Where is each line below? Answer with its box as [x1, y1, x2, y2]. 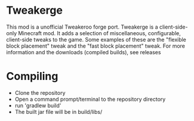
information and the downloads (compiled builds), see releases [6, 48, 161, 55]
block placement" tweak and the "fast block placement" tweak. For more [6, 42, 185, 49]
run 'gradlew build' [14, 102, 61, 109]
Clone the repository [14, 89, 66, 96]
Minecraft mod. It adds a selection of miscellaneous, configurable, [17, 29, 181, 36]
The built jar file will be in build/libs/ [14, 108, 103, 115]
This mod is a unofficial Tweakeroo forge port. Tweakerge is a [6, 23, 158, 30]
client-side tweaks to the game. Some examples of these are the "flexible [6, 36, 187, 43]
